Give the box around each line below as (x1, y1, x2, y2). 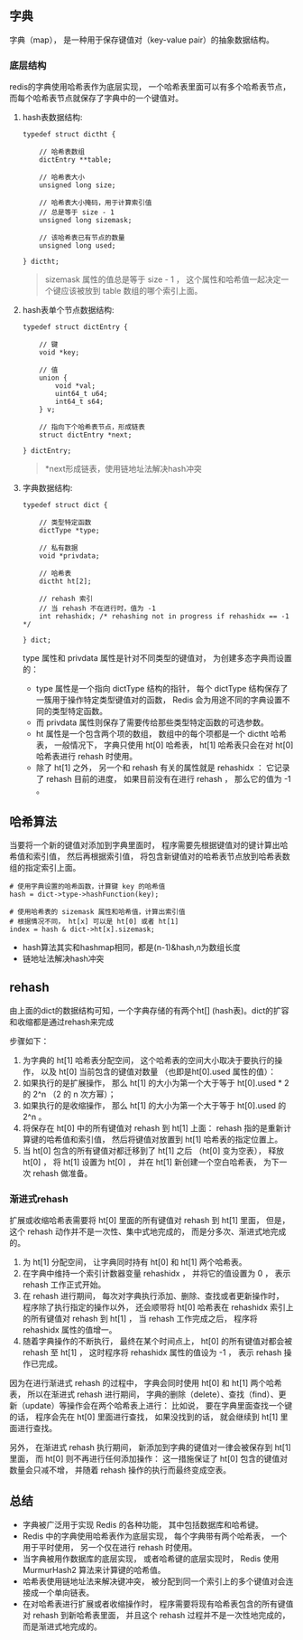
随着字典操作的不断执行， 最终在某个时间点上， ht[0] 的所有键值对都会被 (22, 1336, 293, 1347)
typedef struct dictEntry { (22, 323, 128, 332)
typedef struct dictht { (22, 130, 116, 139)
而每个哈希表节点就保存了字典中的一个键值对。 (9, 93, 183, 104)
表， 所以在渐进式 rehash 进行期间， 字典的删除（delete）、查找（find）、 (9, 1389, 280, 1400)
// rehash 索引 (39, 595, 93, 604)
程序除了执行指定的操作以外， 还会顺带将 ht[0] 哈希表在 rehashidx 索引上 (22, 1302, 294, 1313)
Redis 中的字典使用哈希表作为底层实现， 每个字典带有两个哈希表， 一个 (22, 1531, 287, 1541)
